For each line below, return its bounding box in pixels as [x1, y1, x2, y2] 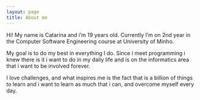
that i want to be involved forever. [6, 62, 90, 70]
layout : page [6, 8, 40, 15]
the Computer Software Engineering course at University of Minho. [6, 38, 174, 45]
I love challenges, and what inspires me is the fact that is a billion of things [6, 74, 193, 81]
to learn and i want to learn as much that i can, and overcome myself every [6, 80, 195, 88]
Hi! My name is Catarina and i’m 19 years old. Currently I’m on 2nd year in [6, 31, 191, 38]
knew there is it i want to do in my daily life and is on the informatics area [6, 56, 190, 63]
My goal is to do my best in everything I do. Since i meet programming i [6, 49, 186, 56]
